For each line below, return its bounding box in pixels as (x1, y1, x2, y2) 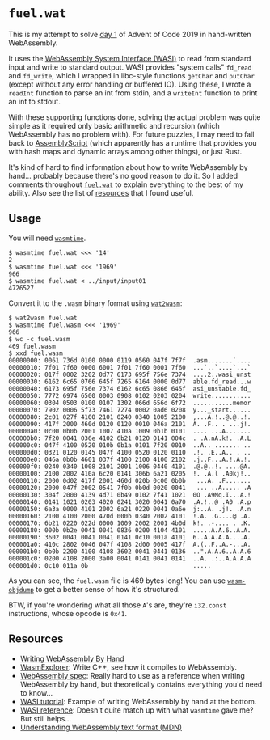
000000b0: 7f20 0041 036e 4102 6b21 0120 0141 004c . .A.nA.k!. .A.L (8, 434, 251, 442)
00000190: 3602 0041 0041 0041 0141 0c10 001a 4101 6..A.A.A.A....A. (8, 533, 251, 541)
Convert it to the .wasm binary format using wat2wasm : (8, 298, 183, 308)
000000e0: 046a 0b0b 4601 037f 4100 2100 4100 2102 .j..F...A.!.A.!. (8, 455, 251, 463)
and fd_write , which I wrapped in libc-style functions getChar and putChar (8, 70, 255, 80)
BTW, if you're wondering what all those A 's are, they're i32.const (8, 600, 227, 610)
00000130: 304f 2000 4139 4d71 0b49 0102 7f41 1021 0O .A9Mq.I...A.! (8, 491, 251, 499)
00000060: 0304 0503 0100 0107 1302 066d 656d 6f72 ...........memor (8, 399, 251, 407)
